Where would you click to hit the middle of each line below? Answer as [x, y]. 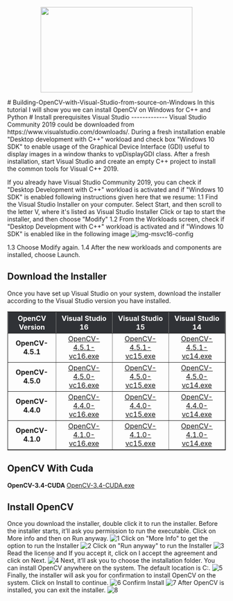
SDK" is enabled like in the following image [68, 234]
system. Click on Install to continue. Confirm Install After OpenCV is [116, 583]
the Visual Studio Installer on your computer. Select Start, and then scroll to [114, 204]
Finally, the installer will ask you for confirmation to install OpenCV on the [112, 575]
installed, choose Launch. [44, 255]
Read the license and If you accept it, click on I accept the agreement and [112, 553]
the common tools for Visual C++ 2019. [63, 169]
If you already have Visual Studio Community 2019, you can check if [104, 182]
